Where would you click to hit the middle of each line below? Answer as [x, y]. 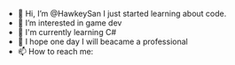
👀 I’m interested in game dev [70, 23]
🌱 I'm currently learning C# [67, 32]
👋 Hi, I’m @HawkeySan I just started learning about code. [122, 14]
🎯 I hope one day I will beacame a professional [102, 41]
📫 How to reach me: [55, 51]
